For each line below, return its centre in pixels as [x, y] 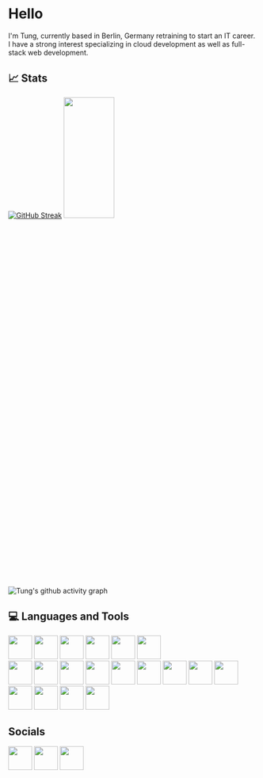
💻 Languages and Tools [69, 617]
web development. [58, 52]
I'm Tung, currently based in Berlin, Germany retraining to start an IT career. [132, 36]
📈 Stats [28, 79]
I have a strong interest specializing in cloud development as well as [119, 44]
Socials [27, 732]
